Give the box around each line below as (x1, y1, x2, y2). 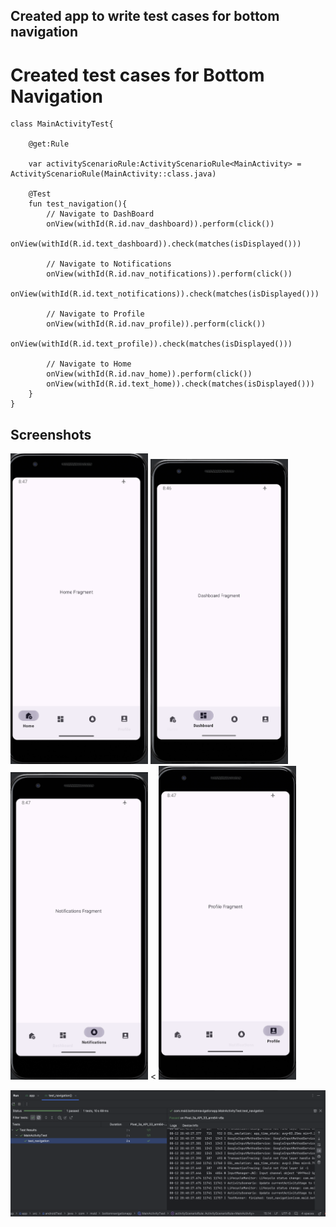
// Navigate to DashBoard (46, 209, 155, 219)
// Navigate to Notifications (46, 259, 172, 269)
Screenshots (10, 426, 92, 443)
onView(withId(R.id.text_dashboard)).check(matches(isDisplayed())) (10, 239, 302, 249)
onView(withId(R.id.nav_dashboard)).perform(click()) (46, 219, 275, 229)
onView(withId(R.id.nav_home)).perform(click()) (46, 369, 253, 379)
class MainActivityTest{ (10, 119, 114, 129)
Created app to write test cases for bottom (10, 8, 280, 25)
